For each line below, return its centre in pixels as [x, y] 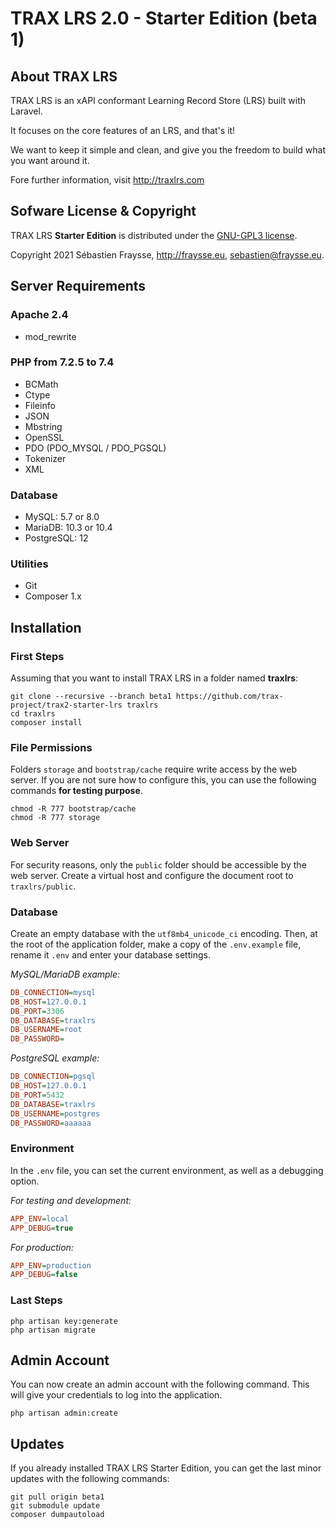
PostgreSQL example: [55, 1058]
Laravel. [26, 111]
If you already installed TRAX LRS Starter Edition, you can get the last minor [166, 1468]
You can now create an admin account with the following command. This [160, 1384]
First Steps [37, 656]
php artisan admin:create [64, 1413]
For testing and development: [71, 1200]
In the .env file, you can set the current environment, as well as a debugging [167, 1170]
